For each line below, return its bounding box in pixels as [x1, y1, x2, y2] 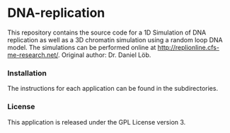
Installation [7, 68, 47, 78]
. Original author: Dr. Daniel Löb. [57, 51, 151, 59]
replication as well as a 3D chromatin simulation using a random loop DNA [7, 35, 223, 44]
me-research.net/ [7, 51, 59, 59]
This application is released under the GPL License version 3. [7, 118, 186, 126]
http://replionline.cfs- [157, 43, 219, 51]
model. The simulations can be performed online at [7, 43, 156, 51]
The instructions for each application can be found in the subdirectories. [7, 84, 218, 93]
